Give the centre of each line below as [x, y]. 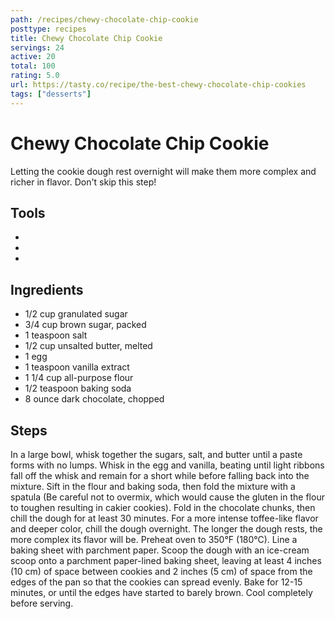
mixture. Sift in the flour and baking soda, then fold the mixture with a [153, 486]
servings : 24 [37, 47]
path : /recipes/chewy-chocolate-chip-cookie [104, 19]
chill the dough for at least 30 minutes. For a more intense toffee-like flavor [164, 518]
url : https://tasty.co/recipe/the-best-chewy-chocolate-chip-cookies [158, 85]
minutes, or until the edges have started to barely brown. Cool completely [161, 592]
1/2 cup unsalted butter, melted [88, 346]
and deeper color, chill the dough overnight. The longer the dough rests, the [166, 529]
